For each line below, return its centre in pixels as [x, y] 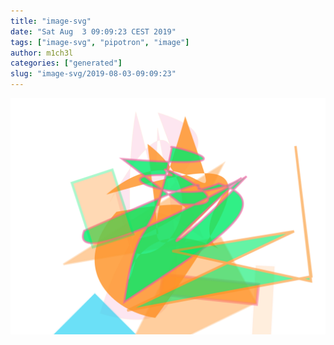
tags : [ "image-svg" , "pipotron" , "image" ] [100, 42]
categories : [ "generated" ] [66, 63]
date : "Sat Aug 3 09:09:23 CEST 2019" [93, 31]
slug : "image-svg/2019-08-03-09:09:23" [93, 74]
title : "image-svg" [51, 21]
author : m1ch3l [42, 53]
